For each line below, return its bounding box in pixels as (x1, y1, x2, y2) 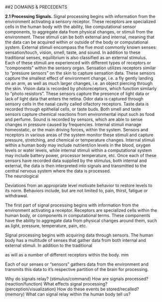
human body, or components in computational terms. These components (5, 213, 150, 218)
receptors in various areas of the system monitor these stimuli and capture (5, 132, 154, 138)
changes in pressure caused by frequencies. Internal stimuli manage (5, 122, 142, 127)
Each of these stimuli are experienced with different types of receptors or (5, 60, 151, 65)
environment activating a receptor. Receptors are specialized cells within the (5, 207, 157, 213)
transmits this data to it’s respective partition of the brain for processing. (5, 267, 149, 272)
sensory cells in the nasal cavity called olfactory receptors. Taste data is (5, 101, 149, 107)
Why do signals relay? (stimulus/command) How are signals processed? (5, 276, 148, 282)
